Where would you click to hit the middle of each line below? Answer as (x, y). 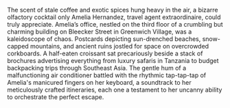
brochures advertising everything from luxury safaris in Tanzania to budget (113, 60)
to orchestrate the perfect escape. (56, 97)
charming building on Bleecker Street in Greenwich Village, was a (100, 31)
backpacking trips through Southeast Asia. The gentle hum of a (97, 68)
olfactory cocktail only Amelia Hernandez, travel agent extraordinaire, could (114, 17)
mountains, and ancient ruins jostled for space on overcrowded (119, 46)
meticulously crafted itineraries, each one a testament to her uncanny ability (115, 90)
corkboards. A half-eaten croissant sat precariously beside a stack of (105, 53)
